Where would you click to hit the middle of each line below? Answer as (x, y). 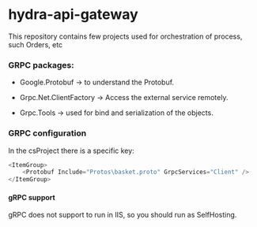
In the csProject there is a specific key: (71, 151)
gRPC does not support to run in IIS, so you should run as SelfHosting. (123, 215)
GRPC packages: (41, 65)
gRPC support (32, 197)
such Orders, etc (36, 44)
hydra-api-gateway (73, 15)
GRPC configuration (47, 133)
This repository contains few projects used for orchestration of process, (125, 36)
